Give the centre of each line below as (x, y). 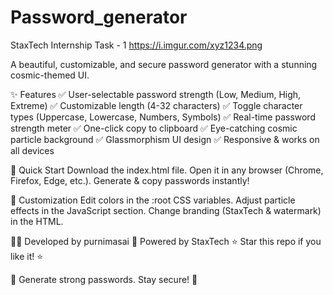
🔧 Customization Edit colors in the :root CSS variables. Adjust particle (153, 200)
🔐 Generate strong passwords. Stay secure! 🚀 (104, 279)
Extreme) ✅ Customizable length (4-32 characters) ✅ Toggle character (156, 105)
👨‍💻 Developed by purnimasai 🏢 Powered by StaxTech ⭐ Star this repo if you (166, 241)
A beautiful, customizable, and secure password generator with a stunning (164, 64)
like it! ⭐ (27, 256)
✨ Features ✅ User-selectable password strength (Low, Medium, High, (156, 94)
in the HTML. (37, 221)
